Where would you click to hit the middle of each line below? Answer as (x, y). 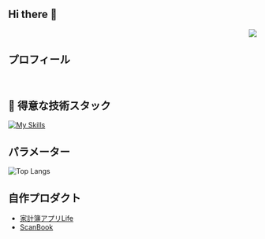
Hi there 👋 (33, 15)
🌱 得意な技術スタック (60, 106)
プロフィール (39, 60)
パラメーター (39, 151)
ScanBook (36, 227)
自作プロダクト (45, 198)
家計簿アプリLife (47, 219)
